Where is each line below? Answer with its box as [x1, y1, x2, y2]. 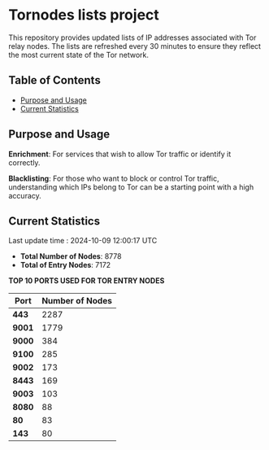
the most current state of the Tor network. [8, 50, 149, 59]
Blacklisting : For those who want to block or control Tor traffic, [8, 173, 219, 183]
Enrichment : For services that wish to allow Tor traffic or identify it [8, 149, 232, 159]
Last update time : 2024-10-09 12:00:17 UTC [8, 236, 158, 246]
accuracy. [8, 190, 42, 200]
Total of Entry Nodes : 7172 [20, 260, 111, 270]
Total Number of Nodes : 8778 [20, 251, 122, 261]
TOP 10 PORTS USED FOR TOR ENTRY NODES [8, 276, 165, 286]
